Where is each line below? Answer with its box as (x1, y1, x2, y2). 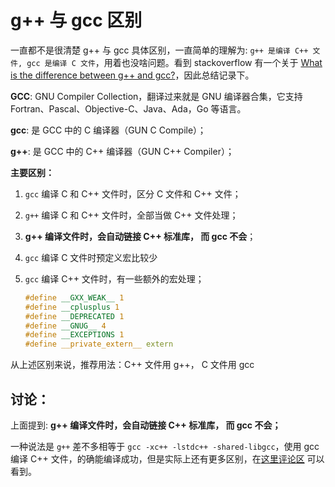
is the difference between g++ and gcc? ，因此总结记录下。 (10, 69, 255, 81)
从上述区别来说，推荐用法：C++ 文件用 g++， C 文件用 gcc (10, 359, 255, 371)
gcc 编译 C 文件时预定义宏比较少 (24, 251, 158, 263)
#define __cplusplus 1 (24, 302, 120, 312)
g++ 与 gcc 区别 (10, 9, 143, 32)
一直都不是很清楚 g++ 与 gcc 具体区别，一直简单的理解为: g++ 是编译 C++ (10, 44, 309, 56)
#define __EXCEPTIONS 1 (24, 330, 125, 340)
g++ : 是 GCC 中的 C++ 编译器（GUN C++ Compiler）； (10, 145, 235, 157)
